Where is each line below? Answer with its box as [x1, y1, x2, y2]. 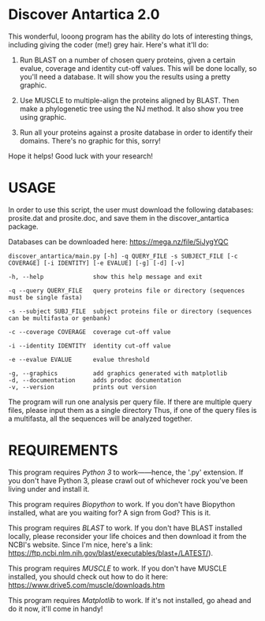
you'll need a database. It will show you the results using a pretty [19, 72, 231, 81]
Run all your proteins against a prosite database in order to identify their [19, 128, 253, 137]
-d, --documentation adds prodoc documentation [8, 376, 181, 384]
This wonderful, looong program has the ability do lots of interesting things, [8, 32, 254, 41]
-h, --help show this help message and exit [8, 273, 203, 281]
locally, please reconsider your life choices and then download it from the [8, 531, 247, 541]
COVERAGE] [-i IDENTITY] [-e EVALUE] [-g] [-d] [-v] [8, 258, 185, 267]
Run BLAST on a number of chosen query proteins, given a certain [19, 55, 236, 65]
